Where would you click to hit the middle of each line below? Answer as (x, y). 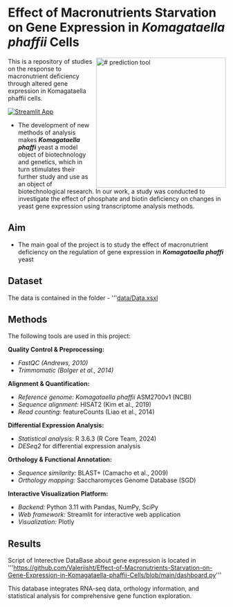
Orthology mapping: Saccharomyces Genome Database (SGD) (107, 480)
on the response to (35, 69)
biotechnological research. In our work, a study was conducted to (112, 191)
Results (25, 544)
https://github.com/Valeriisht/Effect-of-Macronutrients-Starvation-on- (113, 568)
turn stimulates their (46, 169)
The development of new (54, 125)
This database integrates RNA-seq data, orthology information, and (104, 589)
